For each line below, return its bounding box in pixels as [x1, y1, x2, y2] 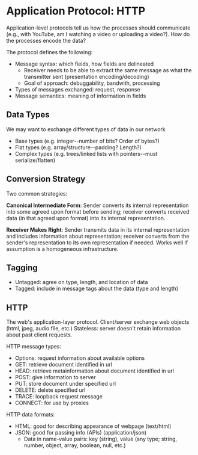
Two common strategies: [6, 190, 68, 197]
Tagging [6, 262, 38, 273]
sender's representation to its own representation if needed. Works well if [6, 239, 188, 246]
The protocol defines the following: [6, 48, 93, 55]
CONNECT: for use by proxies [14, 399, 89, 407]
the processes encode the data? [6, 37, 86, 44]
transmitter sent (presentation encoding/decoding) [23, 73, 149, 80]
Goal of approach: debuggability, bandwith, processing [23, 79, 160, 87]
